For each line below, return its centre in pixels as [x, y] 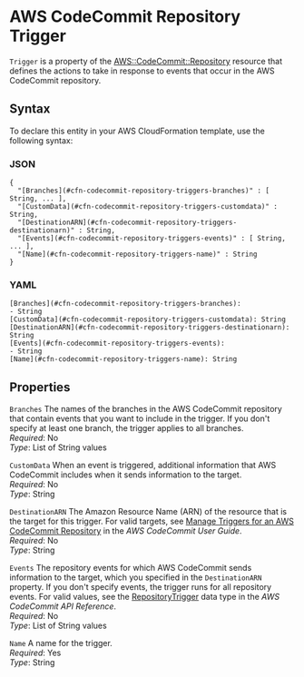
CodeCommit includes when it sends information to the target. [126, 475]
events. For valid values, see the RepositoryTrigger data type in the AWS [144, 597]
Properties [40, 387]
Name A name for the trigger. [61, 643]
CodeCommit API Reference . [63, 606]
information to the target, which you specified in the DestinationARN [136, 577]
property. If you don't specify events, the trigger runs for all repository [141, 587]
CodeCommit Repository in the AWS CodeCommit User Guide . [126, 531]
